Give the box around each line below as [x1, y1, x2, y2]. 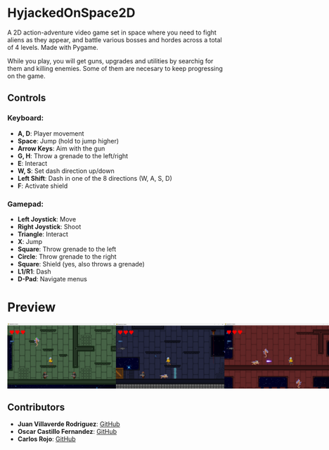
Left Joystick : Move [17, 214, 77, 223]
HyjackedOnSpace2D [7, 5, 136, 21]
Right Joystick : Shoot [17, 222, 82, 231]
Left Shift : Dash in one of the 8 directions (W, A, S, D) [17, 174, 172, 182]
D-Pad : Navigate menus [17, 274, 88, 283]
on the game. [7, 72, 46, 80]
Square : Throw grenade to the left [17, 245, 117, 253]
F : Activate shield [17, 181, 68, 190]
